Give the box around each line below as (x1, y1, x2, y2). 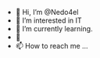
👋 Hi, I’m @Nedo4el (15, 8, 79, 16)
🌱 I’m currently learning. (15, 24, 93, 33)
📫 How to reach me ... (15, 42, 88, 50)
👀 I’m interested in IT (15, 16, 82, 25)
